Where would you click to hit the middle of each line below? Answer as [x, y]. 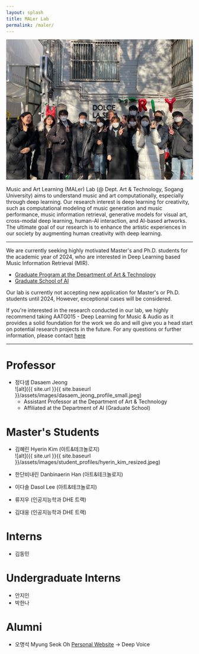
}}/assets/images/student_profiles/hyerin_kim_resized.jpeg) [88, 462]
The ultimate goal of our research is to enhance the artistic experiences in [96, 227]
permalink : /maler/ [30, 25]
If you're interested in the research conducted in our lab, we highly [87, 310]
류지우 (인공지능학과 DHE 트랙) [51, 500]
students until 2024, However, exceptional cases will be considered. [89, 299]
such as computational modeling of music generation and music [84, 208]
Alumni [24, 627]
